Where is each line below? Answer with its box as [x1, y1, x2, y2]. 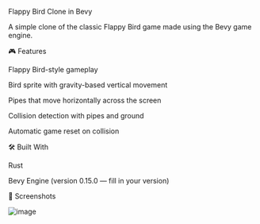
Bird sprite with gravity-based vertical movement [8, 80, 168, 90]
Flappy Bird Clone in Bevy [8, 7, 93, 16]
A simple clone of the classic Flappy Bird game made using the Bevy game [8, 22, 252, 31]
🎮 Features [8, 47, 47, 56]
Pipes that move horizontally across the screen [8, 95, 162, 105]
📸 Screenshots [8, 191, 56, 201]
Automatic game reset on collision [8, 126, 120, 136]
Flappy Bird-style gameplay [8, 65, 98, 74]
